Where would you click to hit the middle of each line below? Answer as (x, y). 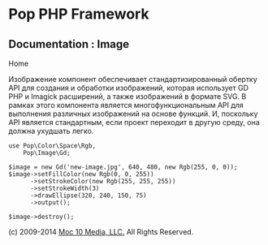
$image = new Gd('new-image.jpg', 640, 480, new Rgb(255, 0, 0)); (123, 167)
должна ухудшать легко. (51, 131)
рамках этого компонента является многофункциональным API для (126, 105)
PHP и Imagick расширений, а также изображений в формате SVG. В (128, 97)
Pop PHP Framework (79, 14)
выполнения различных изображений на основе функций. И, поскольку (133, 114)
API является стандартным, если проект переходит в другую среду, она (134, 122)
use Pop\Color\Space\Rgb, (52, 146)
